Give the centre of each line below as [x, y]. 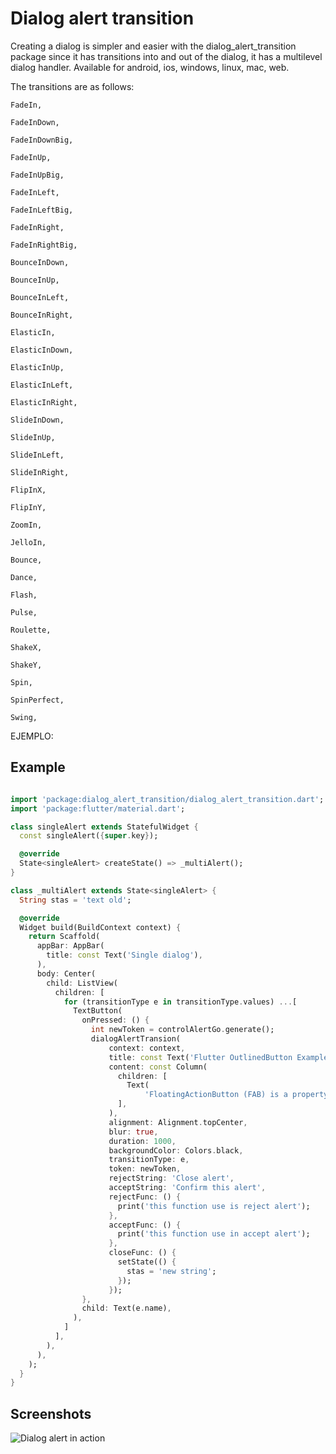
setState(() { [147, 1262]
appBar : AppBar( [70, 946]
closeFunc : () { [142, 1253]
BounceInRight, [42, 315]
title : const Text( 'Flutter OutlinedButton [200, 1057]
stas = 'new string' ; [171, 1271]
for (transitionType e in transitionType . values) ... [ [180, 1002]
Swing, [24, 717]
